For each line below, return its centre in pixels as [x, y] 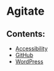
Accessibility [31, 48]
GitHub [24, 55]
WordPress [29, 62]
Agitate [25, 11]
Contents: [26, 34]
